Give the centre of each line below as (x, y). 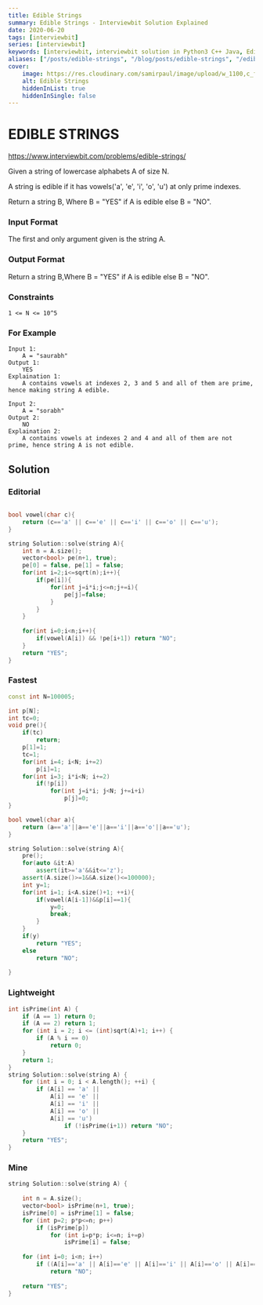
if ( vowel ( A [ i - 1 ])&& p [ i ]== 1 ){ (84, 899)
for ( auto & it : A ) (49, 863)
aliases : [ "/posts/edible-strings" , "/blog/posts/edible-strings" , (121, 60)
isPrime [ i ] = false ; (97, 1242)
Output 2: (24, 418)
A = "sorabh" (43, 411)
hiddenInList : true (54, 88)
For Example (32, 333)
